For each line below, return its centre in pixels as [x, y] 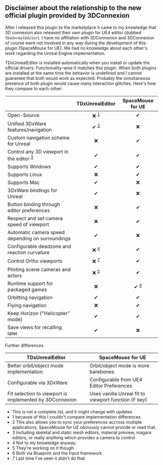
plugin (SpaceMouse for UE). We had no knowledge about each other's [76, 48]
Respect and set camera [35, 219]
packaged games [27, 289]
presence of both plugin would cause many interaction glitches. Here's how [81, 83]
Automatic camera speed [36, 232]
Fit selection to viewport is [37, 393]
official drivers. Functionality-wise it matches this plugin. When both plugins [81, 68]
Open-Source [24, 115]
